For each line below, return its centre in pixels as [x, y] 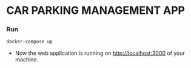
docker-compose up [29, 42]
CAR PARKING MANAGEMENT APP [95, 11]
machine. [27, 60]
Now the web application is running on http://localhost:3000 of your [100, 53]
